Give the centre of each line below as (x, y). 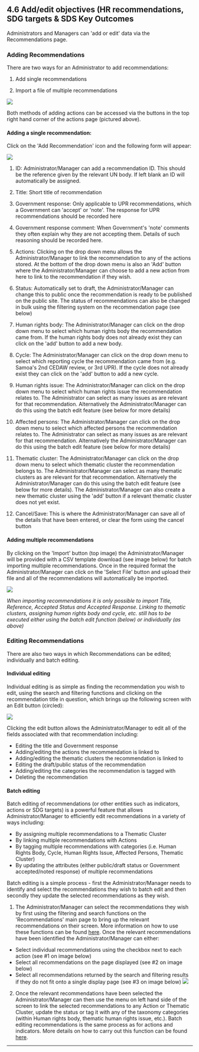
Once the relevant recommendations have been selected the (89, 994)
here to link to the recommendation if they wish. (73, 277)
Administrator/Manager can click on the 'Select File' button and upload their (99, 571)
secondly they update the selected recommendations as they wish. (88, 896)
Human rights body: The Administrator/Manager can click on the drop (100, 325)
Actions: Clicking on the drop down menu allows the (79, 252)
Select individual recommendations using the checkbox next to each (98, 950)
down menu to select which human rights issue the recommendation (99, 391)
